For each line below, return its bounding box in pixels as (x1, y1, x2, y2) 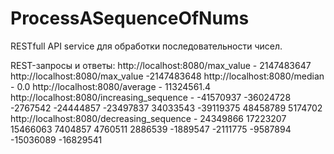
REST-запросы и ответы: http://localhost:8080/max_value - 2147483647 (10, 59, 312, 71)
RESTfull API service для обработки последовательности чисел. (10, 40, 283, 52)
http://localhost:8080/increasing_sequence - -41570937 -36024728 (10, 91, 292, 103)
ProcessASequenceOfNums (10, 7, 250, 30)
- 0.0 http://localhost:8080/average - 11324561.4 (10, 80, 212, 92)
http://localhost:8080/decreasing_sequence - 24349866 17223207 (10, 112, 287, 124)
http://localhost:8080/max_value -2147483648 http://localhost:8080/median (10, 70, 325, 82)
